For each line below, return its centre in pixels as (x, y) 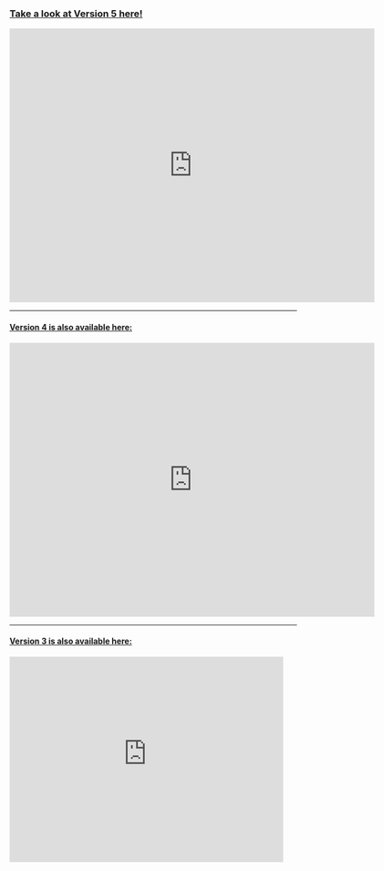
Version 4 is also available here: (71, 327)
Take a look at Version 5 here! (76, 14)
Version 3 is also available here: (71, 641)
